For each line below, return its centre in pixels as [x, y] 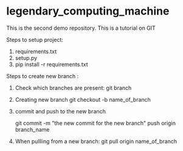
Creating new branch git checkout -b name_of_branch [83, 99]
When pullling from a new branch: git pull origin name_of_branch [96, 141]
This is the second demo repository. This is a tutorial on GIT [81, 28]
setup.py [26, 58]
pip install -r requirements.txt [51, 64]
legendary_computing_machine [88, 11]
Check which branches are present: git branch [73, 88]
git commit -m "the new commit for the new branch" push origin [95, 123]
